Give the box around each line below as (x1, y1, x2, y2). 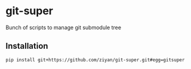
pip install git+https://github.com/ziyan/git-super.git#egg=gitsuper (5, 57, 185, 63)
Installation (5, 41, 48, 51)
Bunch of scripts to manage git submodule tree (5, 24, 122, 31)
